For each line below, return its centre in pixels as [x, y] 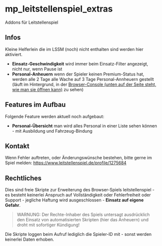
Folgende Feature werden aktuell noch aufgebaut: [55, 116]
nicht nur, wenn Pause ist [37, 69]
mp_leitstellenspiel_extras [59, 9]
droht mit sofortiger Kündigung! [48, 225]
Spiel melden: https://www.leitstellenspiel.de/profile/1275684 [66, 163]
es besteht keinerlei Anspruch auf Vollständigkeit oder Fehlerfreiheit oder [78, 195]
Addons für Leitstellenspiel [32, 22]
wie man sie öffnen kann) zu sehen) [48, 89]
